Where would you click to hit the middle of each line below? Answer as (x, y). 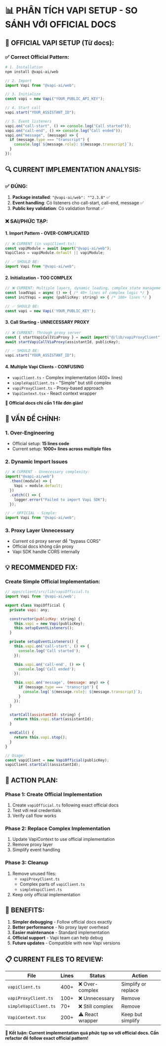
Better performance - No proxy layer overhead (60, 927)
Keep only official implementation (46, 894)
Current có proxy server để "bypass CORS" (57, 541)
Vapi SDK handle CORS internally (46, 552)
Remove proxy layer (33, 845)
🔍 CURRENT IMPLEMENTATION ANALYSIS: (73, 170)
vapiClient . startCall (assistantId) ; (43, 765)
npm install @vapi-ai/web (32, 72)
